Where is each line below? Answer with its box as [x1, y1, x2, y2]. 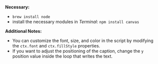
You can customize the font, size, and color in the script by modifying [12, 38, 154, 43]
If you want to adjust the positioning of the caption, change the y [12, 48, 144, 54]
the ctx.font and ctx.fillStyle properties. [12, 43, 100, 48]
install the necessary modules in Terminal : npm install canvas [12, 19, 139, 24]
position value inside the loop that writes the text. [12, 53, 113, 59]
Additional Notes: [5, 28, 42, 34]
